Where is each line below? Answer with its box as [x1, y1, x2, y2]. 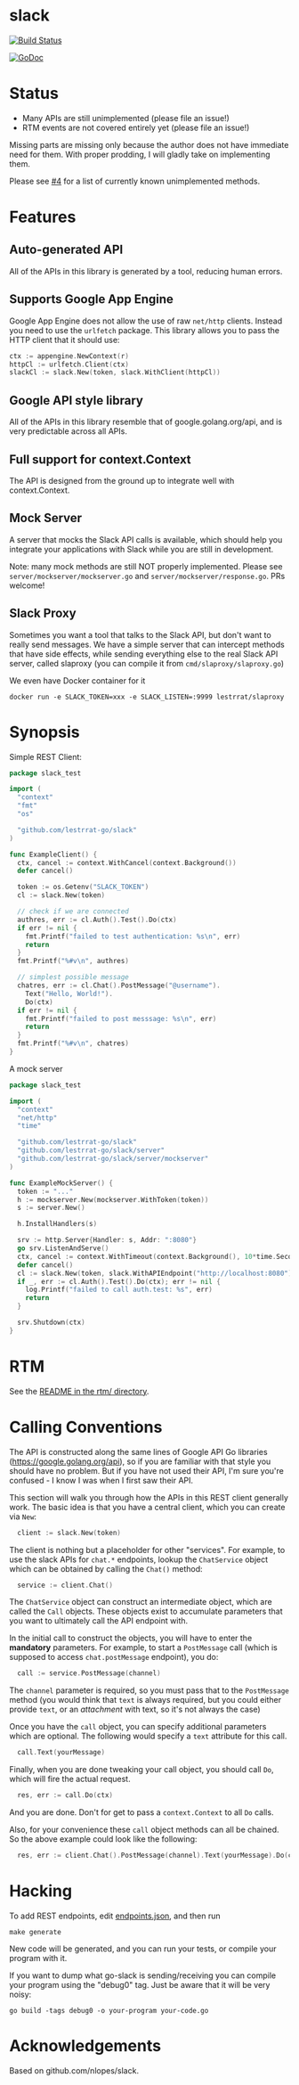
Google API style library [9, 393, 144, 408]
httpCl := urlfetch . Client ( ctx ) [9, 360, 129, 369]
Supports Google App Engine [9, 291, 174, 307]
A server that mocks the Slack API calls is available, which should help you [9, 534, 283, 544]
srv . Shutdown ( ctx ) [17, 1318, 86, 1327]
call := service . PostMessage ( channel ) [17, 1669, 162, 1678]
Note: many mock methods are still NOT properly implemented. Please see [9, 560, 283, 571]
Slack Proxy [9, 606, 77, 621]
